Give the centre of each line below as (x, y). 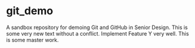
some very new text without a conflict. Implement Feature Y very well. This (97, 33)
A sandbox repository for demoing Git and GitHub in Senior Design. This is (97, 27)
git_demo (30, 11)
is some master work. (32, 40)
